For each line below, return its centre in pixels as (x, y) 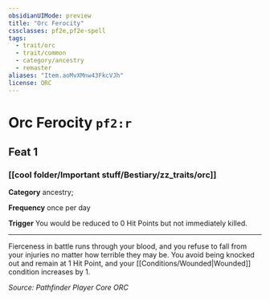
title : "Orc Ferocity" (46, 23)
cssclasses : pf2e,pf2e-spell (57, 30)
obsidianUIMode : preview (50, 16)
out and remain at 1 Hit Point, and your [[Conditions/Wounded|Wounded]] (130, 264)
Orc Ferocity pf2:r (70, 122)
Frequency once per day (49, 208)
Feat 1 (23, 152)
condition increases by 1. (49, 272)
